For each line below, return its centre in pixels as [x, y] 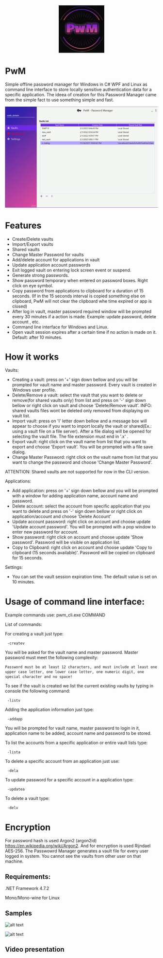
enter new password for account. [45, 532]
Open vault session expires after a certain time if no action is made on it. [84, 332]
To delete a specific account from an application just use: [62, 761]
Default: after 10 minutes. [37, 337]
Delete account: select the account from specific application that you [81, 506]
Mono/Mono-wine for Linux [32, 898]
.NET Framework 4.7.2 [27, 888]
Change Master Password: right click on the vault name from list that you [85, 457]
